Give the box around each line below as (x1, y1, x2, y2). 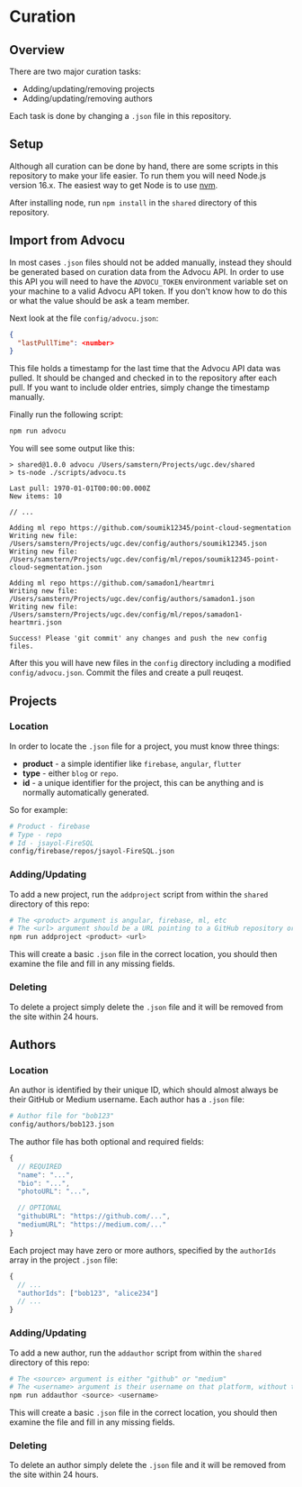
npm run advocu (9, 426, 67, 436)
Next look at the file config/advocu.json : (9, 313, 159, 324)
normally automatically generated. (22, 787, 149, 798)
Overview (9, 42, 66, 58)
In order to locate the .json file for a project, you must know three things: (9, 741, 280, 752)
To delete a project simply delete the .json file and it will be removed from (9, 1001, 283, 1012)
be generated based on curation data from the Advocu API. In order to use (9, 266, 285, 277)
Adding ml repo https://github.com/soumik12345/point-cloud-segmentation (9, 524, 292, 533)
